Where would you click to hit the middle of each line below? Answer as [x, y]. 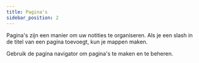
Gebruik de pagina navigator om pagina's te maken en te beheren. [90, 53]
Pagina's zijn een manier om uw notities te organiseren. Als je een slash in [99, 35]
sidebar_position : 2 [33, 18]
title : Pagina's [27, 12]
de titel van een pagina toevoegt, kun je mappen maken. [77, 42]
